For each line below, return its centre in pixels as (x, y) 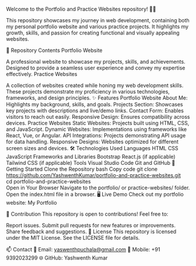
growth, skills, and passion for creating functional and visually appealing (93, 33)
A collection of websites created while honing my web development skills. (95, 85)
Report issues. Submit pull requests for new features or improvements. (91, 225)
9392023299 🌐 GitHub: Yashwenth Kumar (57, 258)
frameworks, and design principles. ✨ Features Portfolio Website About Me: (97, 98)
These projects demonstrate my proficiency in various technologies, (88, 91)
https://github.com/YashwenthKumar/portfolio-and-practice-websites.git (93, 175)
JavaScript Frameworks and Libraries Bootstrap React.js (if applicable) (91, 157)
